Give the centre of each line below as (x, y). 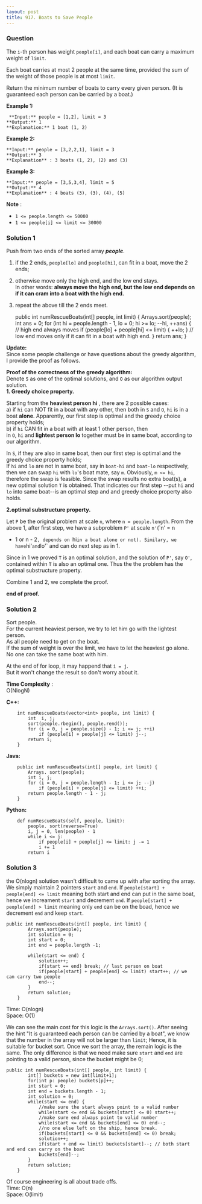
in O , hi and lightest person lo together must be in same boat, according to (99, 435)
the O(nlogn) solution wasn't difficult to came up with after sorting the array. (101, 881)
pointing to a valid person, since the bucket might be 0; (75, 1059)
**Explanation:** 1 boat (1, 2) (47, 127)
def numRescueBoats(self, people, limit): (71, 821)
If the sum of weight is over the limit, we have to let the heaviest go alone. (98, 648)
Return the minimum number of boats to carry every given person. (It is (95, 87)
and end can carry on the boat (46, 1149)
